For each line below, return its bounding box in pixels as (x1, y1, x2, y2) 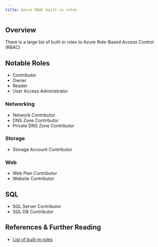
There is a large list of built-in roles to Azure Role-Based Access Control (5, 39, 154, 45)
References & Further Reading (5, 223, 101, 231)
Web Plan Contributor (12, 170, 58, 176)
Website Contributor (12, 175, 55, 181)
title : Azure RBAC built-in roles (5, 7, 78, 12)
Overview (5, 26, 37, 34)
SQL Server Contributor (12, 203, 62, 209)
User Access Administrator (12, 88, 69, 94)
